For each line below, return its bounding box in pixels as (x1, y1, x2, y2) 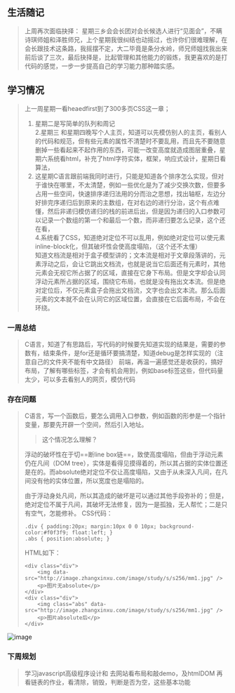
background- (159, 523, 195, 530)
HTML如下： (24, 548, 61, 557)
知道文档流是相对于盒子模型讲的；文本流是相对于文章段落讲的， (34, 251, 220, 259)
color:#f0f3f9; (24, 529, 69, 536)
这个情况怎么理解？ (41, 435, 98, 444)
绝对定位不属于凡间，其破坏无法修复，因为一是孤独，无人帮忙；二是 (24, 501, 222, 509)
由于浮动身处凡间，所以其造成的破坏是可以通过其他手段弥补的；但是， (24, 491, 228, 500)
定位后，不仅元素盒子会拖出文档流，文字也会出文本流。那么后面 (41, 286, 226, 294)
